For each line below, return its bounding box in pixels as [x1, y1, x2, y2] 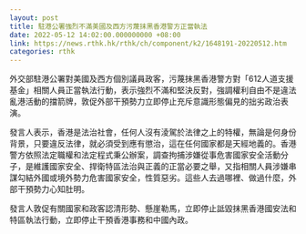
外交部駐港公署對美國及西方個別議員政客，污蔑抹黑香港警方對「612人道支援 [9, 74, 294, 85]
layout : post [9, 13, 59, 23]
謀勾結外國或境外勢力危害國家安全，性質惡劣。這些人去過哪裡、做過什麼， [9, 172, 289, 183]
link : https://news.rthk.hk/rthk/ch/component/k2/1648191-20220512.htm [9, 38, 287, 48]
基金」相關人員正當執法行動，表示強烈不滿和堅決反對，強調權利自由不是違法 [9, 85, 297, 96]
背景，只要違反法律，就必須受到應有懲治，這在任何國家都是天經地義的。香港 [9, 138, 297, 149]
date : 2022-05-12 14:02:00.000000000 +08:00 [9, 30, 181, 39]
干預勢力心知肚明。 [16, 184, 89, 195]
